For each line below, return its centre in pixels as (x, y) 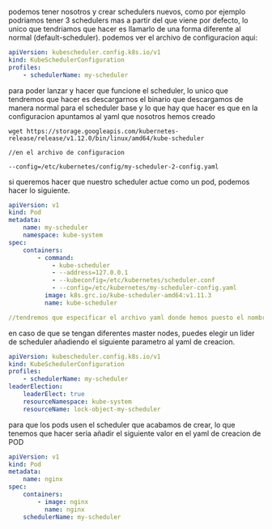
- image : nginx (63, 501)
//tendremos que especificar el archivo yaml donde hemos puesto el (126, 318)
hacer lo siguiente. (39, 190)
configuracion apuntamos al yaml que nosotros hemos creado (112, 116)
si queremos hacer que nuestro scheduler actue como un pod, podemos (129, 181)
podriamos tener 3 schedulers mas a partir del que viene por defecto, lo (128, 20)
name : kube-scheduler (81, 303)
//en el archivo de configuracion (67, 152)
